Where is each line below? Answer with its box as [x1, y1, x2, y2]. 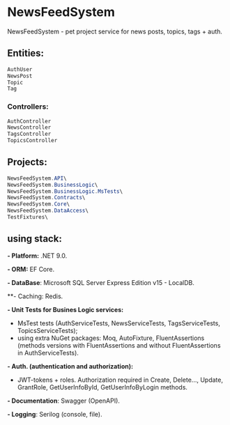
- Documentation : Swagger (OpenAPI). [7, 396, 121, 405]
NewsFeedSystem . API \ [7, 175, 68, 182]
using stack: [7, 233, 63, 245]
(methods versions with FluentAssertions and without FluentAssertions [17, 341, 221, 349]
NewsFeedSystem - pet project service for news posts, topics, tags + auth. [7, 27, 223, 36]
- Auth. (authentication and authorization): [7, 362, 134, 370]
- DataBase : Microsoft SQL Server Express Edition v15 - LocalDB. [7, 278, 195, 286]
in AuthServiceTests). [17, 348, 79, 357]
